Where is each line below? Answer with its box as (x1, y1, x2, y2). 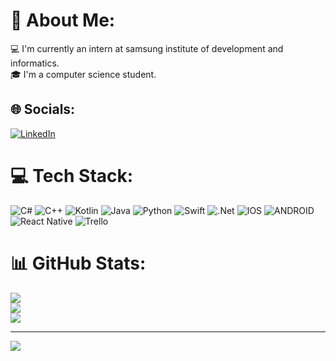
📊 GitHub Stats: (10, 252, 147, 274)
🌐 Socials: (10, 101, 76, 118)
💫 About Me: (10, 9, 116, 32)
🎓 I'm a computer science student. (10, 68, 157, 80)
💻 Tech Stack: (10, 164, 134, 187)
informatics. (10, 57, 60, 69)
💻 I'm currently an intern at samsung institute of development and (10, 42, 284, 54)
